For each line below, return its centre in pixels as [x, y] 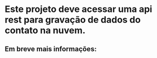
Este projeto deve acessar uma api [78, 9]
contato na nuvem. [45, 30]
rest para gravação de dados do [73, 20]
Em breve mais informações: [51, 49]
